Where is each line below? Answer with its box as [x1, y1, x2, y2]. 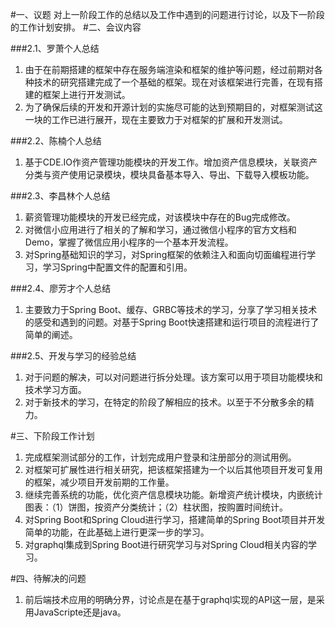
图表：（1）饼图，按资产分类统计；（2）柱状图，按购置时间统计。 [24, 501, 289, 513]
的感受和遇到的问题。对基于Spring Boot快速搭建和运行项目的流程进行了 [24, 316, 320, 328]
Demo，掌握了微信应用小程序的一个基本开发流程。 [24, 236, 234, 248]
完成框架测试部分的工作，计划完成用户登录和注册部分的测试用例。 [24, 451, 297, 463]
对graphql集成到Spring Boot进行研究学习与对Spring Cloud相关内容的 [24, 539, 309, 550]
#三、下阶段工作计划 [10, 430, 95, 442]
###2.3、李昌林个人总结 [10, 190, 111, 202]
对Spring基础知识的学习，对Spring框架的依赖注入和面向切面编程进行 [24, 249, 308, 260]
